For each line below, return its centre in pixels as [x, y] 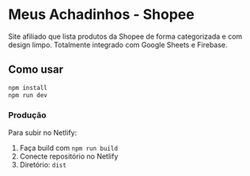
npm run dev [28, 95]
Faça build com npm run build [69, 148]
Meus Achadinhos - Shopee [102, 15]
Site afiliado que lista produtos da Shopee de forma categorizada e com [125, 36]
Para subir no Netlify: [43, 133]
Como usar [36, 70]
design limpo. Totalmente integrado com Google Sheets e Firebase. [118, 44]
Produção [27, 115]
